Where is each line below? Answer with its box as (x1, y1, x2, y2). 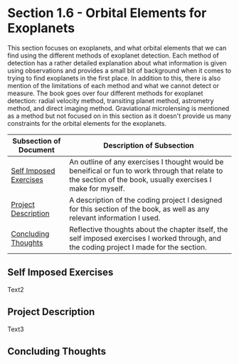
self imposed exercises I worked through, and (68, 233, 222, 243)
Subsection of (12, 136, 61, 146)
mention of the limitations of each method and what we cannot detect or (7, 81, 219, 90)
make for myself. (68, 183, 125, 193)
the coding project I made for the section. (68, 242, 208, 252)
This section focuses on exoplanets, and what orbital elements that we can (7, 43, 227, 52)
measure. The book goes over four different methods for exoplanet (7, 89, 203, 97)
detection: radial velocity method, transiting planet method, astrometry (7, 96, 215, 105)
